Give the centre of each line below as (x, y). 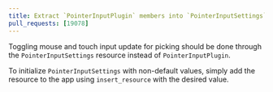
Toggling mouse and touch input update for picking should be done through (135, 46)
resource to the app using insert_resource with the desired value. (119, 79)
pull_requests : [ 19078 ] (49, 23)
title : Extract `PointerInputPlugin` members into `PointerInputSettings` (138, 16)
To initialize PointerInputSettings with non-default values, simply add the (132, 70)
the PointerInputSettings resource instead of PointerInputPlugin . (120, 55)
